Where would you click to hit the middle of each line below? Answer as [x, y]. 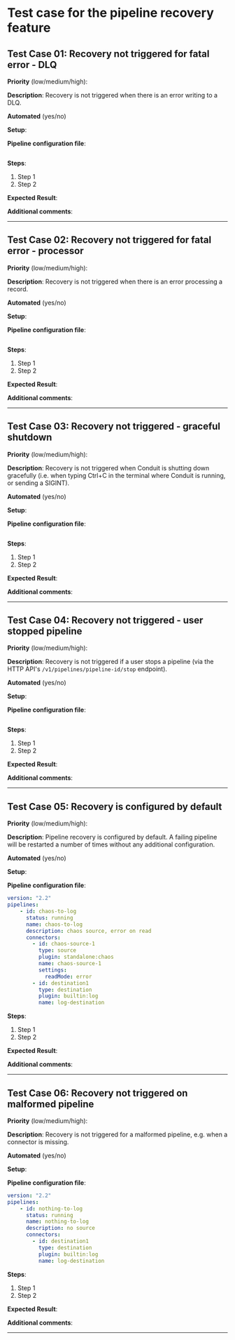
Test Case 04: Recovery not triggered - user [105, 620]
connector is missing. [38, 1141]
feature [29, 28]
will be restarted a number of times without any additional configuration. [111, 844]
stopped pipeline [45, 631]
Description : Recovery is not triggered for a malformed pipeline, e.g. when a [117, 1134]
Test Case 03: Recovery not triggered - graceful [114, 426]
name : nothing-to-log [57, 1222]
